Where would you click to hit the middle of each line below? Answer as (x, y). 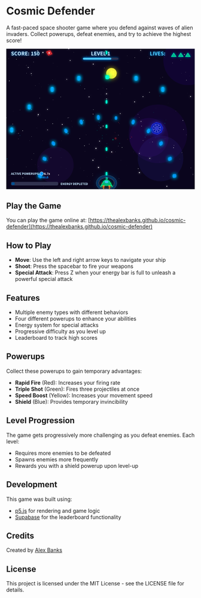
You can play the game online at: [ (48, 221)
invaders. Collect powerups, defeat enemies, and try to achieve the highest (99, 34)
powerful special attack (44, 279)
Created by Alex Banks (34, 550)
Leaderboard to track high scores (56, 338)
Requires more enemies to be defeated (63, 453)
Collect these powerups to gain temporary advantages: (74, 371)
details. (15, 590)
